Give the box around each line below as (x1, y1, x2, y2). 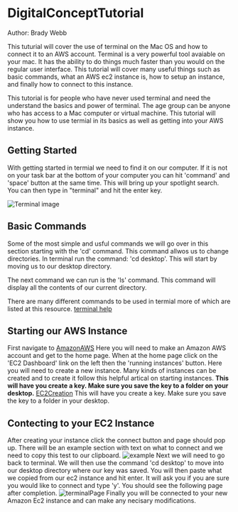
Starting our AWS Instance (7, 325, 128, 337)
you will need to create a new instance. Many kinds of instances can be (7, 366, 217, 375)
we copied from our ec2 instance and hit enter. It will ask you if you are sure (7, 474, 229, 482)
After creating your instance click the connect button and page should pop (7, 436, 226, 445)
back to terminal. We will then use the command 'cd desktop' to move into (7, 459, 225, 467)
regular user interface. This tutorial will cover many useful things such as (7, 65, 220, 73)
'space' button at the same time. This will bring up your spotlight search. (7, 178, 220, 187)
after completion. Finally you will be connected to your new (7, 489, 228, 498)
